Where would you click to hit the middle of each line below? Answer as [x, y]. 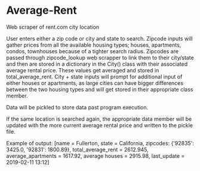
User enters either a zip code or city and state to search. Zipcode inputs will [99, 38]
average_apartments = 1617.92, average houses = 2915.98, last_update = [96, 155]
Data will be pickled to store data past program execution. [77, 107]
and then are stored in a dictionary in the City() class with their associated [97, 64]
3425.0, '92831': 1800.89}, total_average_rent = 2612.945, [78, 149]
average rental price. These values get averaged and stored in [83, 70]
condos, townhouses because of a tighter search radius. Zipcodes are [93, 51]
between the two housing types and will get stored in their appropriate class [100, 89]
